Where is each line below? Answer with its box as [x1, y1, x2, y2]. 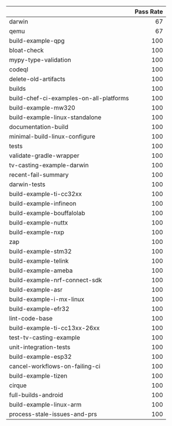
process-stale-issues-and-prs [9, 410, 97, 418]
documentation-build [9, 123, 69, 131]
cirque [9, 381, 27, 389]
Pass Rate [134, 8, 163, 15]
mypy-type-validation [9, 56, 72, 64]
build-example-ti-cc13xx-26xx [9, 324, 100, 332]
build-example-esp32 [9, 353, 72, 361]
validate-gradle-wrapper [9, 151, 80, 160]
